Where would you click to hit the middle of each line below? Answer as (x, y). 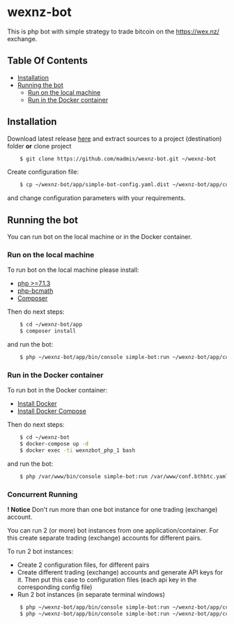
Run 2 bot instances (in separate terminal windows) (91, 595)
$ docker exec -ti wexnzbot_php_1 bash (78, 450)
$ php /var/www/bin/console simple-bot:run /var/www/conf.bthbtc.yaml (124, 476)
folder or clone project (39, 146)
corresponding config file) (55, 587)
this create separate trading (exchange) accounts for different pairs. (104, 538)
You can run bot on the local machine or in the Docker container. (100, 237)
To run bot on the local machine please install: (73, 270)
